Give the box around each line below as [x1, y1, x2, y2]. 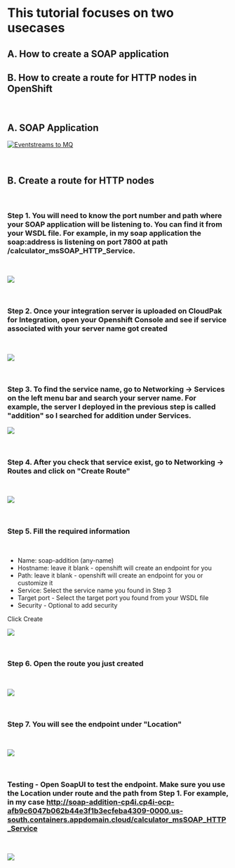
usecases [7, 20, 65, 36]
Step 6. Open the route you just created [7, 659, 144, 669]
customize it [17, 578, 53, 587]
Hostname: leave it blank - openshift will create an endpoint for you [17, 563, 212, 572]
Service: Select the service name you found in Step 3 [17, 586, 172, 594]
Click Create [7, 614, 43, 623]
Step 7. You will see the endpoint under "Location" [7, 719, 182, 729]
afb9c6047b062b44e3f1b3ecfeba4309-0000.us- [7, 806, 184, 816]
